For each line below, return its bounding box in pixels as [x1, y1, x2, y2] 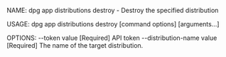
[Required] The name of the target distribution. [6, 41, 144, 49]
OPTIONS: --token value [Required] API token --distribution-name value [6, 33, 217, 42]
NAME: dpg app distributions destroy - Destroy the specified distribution [6, 6, 219, 14]
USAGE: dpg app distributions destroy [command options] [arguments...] [6, 20, 220, 28]
